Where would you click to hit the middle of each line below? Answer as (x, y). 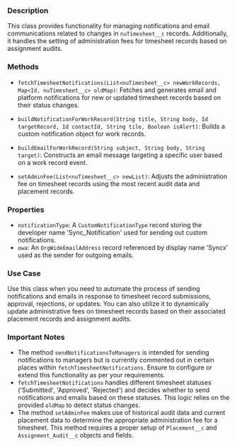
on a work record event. (52, 162)
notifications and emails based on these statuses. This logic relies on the (123, 398)
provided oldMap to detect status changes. (79, 405)
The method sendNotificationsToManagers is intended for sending (114, 353)
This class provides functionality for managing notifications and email (109, 26)
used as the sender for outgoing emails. (76, 255)
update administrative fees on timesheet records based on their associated (117, 311)
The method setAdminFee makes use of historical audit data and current (121, 413)
